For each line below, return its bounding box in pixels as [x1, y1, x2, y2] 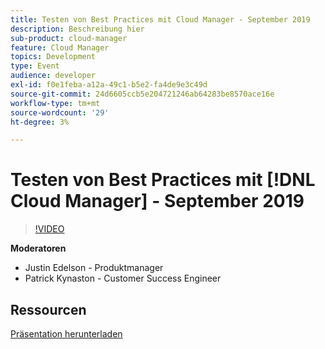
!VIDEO [34, 223, 65, 235]
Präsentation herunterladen [10, 328, 123, 340]
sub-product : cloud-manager [10, 33, 128, 43]
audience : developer [10, 71, 97, 81]
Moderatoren [10, 242, 67, 255]
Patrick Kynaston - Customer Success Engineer [24, 272, 222, 285]
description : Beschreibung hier [10, 24, 145, 34]
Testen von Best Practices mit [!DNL [10, 169, 316, 191]
